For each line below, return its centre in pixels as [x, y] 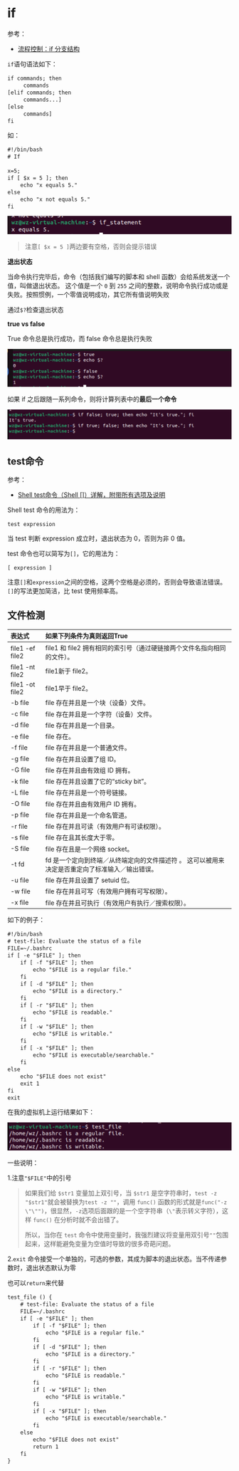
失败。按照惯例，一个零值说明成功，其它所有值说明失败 [88, 294]
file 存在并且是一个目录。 [82, 725]
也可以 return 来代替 [36, 1283]
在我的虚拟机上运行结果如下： [51, 1112]
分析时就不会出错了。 [91, 1220]
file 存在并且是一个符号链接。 [88, 792]
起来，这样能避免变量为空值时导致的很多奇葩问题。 [100, 1244]
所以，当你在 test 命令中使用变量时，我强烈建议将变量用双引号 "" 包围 [127, 1235]
